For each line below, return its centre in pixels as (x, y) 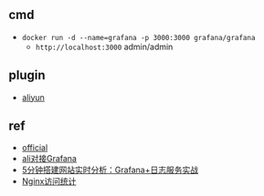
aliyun (33, 97)
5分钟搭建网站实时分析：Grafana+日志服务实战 (110, 170)
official (35, 148)
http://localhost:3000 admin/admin (104, 46)
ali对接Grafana (49, 159)
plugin (27, 75)
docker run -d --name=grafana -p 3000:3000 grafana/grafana (138, 37)
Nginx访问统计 (49, 181)
